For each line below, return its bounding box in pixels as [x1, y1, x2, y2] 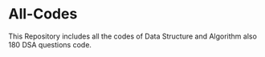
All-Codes [8, 5, 78, 23]
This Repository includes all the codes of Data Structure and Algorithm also [8, 31, 257, 41]
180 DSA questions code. [8, 39, 92, 49]
